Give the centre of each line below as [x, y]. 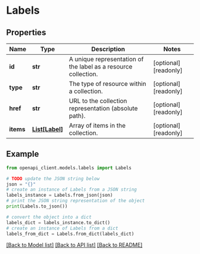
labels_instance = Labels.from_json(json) [60, 195]
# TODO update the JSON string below [53, 179]
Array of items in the [97, 126]
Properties [26, 32]
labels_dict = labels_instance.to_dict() [58, 222]
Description [108, 49]
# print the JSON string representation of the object [76, 201]
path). [77, 116]
